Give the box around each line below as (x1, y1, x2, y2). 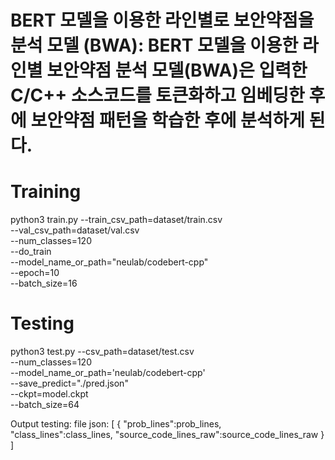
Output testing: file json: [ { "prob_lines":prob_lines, (10, 418, 222, 430)
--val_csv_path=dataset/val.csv (10, 224, 140, 236)
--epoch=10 (10, 267, 60, 279)
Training (10, 181, 82, 203)
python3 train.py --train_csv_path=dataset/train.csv (10, 214, 223, 226)
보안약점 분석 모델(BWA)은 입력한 (46, 59, 308, 82)
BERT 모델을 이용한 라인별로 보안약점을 (10, 9, 315, 32)
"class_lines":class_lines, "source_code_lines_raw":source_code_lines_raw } (10, 429, 325, 441)
